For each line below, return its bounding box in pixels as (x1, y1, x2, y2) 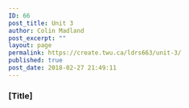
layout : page (8, 42, 52, 50)
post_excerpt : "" (8, 34, 67, 42)
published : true (8, 57, 63, 65)
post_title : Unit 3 (8, 19, 74, 27)
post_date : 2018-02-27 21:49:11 (8, 64, 117, 72)
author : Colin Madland (8, 26, 84, 34)
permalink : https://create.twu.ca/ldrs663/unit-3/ (8, 49, 182, 57)
